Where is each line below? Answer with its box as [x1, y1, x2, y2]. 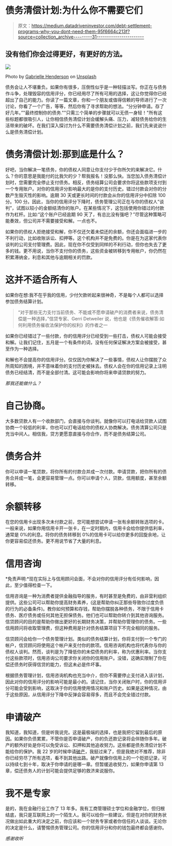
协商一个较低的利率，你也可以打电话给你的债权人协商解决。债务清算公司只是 [5, 424, 167, 430]
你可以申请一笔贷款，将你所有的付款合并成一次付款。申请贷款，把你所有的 [5, 468, 162, 474]
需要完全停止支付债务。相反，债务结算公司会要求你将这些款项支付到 [23, 179, 167, 185]
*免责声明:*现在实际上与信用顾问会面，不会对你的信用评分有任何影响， [5, 576, 155, 582]
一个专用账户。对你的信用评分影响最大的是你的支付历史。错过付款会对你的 [5, 185, 162, 192]
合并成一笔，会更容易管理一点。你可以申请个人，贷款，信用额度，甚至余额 [9, 474, 167, 481]
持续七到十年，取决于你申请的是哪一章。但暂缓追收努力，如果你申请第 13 [9, 761, 164, 768]
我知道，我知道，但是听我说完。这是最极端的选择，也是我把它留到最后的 [5, 729, 158, 735]
